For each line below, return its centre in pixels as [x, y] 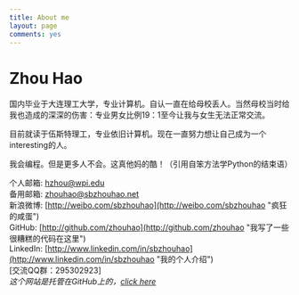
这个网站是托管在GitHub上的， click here [83, 282]
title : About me [39, 17]
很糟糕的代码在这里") [48, 239]
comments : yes [36, 34]
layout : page [33, 26]
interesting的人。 [40, 145]
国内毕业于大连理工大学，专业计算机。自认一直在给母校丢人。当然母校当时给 [149, 104]
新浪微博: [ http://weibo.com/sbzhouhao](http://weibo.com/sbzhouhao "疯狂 [148, 205]
